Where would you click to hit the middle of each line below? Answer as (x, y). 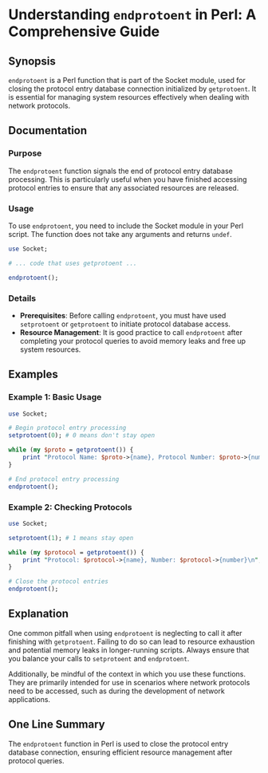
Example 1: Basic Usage (55, 397)
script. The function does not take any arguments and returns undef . (120, 234)
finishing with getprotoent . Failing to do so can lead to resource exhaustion (132, 641)
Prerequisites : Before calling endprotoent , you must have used (123, 315)
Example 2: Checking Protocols (70, 507)
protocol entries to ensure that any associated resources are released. (124, 187)
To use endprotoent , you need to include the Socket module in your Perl (126, 226)
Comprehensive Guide (84, 32)
